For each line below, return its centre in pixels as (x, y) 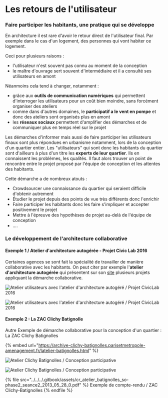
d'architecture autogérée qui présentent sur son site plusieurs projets (77, 272)
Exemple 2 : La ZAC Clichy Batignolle (44, 319)
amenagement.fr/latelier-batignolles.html (47, 350)
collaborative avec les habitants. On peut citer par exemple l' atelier (74, 267)
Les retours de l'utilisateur (61, 9)
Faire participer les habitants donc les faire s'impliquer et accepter (81, 204)
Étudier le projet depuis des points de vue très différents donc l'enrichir (86, 199)
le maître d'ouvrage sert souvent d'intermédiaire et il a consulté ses (82, 71)
